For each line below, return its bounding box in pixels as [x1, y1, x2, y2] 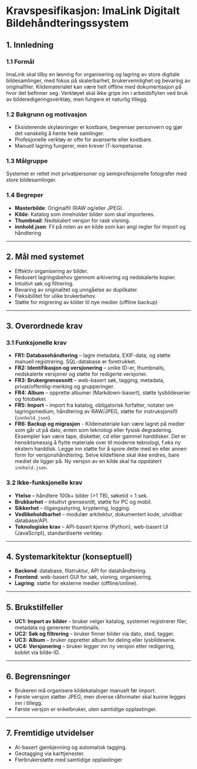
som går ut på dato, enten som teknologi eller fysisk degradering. [14, 427, 173, 434]
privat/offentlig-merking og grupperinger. [14, 383, 115, 390]
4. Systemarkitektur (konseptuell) [6, 552, 133, 562]
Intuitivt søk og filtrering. [14, 280, 74, 287]
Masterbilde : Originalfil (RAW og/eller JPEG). [14, 204, 124, 212]
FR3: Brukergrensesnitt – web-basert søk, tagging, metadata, [14, 377, 165, 384]
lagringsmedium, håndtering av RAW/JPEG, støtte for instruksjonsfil [14, 408, 178, 415]
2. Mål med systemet [6, 252, 84, 262]
